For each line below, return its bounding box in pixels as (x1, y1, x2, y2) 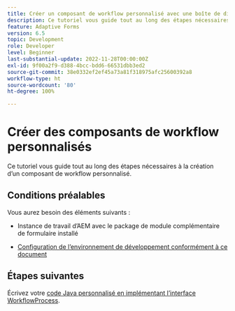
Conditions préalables (7, 190, 106, 202)
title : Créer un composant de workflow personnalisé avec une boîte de (7, 10, 220, 17)
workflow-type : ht (7, 75, 61, 82)
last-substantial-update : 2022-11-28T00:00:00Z (7, 56, 149, 63)
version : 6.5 (7, 29, 45, 37)
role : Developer (7, 43, 55, 50)
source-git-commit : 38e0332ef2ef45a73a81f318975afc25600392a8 (7, 68, 192, 75)
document (17, 250, 48, 258)
